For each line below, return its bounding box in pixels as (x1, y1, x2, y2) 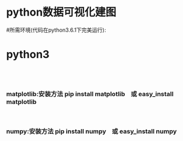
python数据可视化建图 (6, 5, 116, 19)
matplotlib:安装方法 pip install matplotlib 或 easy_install (6, 90, 174, 98)
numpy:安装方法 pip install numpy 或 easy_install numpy (6, 127, 177, 136)
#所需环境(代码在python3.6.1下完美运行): (6, 26, 106, 33)
